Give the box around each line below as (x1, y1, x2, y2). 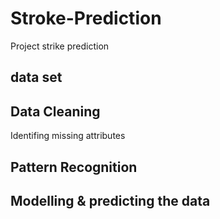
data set (10, 69, 63, 86)
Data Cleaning (10, 103, 101, 120)
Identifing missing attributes (10, 130, 126, 142)
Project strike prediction (10, 40, 110, 52)
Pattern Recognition (10, 158, 138, 176)
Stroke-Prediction (10, 7, 162, 30)
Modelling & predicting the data (10, 192, 211, 209)
